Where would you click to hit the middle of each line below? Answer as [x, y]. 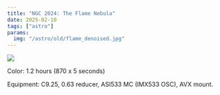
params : [18, 32]
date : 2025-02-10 [32, 20]
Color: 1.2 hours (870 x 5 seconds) [56, 71]
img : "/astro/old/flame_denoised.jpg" [69, 39]
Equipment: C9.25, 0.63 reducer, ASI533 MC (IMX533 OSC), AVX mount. [110, 84]
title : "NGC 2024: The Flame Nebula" [61, 13]
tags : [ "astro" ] [30, 26]
